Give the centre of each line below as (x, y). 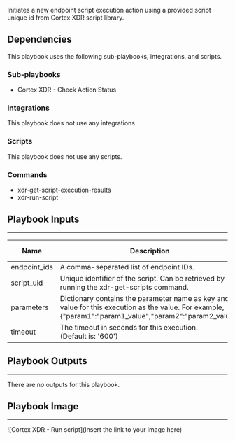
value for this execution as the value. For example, (142, 307)
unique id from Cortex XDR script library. (66, 17)
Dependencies (40, 40)
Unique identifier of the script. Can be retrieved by (142, 278)
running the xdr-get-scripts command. (124, 287)
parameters (30, 307)
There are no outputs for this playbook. (64, 384)
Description (150, 251)
